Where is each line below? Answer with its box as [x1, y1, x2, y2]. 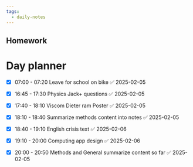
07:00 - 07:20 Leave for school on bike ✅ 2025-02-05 [14, 79, 146, 86]
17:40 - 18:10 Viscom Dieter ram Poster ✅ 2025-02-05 [14, 102, 145, 109]
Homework [6, 36, 48, 46]
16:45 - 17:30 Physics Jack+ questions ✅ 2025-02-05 [14, 90, 145, 97]
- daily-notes [11, 14, 46, 20]
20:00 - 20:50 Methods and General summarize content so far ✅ [14, 149, 171, 156]
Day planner [6, 59, 66, 73]
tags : [6, 8, 19, 15]
